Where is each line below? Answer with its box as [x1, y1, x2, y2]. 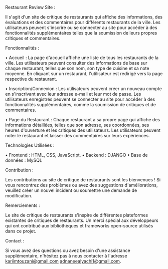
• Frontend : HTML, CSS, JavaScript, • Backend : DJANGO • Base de [5, 152, 148, 158]
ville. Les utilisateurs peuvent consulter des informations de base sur [5, 60, 147, 66]
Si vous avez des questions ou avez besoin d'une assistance [5, 247, 130, 253]
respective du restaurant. [5, 76, 58, 82]
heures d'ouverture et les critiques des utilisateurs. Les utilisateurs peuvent [5, 127, 161, 133]
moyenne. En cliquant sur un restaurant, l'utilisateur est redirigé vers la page [5, 71, 163, 77]
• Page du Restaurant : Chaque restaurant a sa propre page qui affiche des [5, 117, 160, 122]
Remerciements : [5, 202, 40, 208]
